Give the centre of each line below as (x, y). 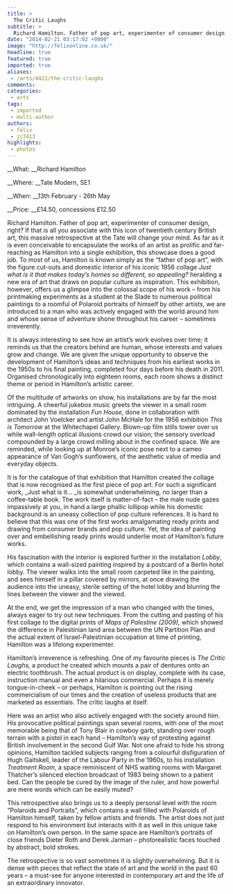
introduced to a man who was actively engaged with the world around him (113, 311)
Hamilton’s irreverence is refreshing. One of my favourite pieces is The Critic (116, 658)
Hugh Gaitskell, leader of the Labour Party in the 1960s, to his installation (111, 760)
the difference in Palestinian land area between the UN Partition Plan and (111, 630)
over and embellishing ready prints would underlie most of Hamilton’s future (115, 536)
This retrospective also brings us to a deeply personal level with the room (112, 803)
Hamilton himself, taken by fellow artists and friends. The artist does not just (116, 818)
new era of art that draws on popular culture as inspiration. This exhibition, (114, 282)
